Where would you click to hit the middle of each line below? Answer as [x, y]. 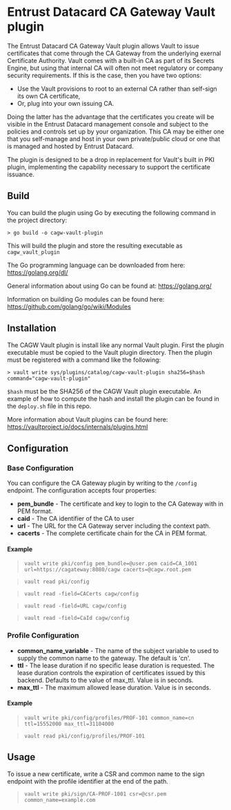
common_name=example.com [60, 800]
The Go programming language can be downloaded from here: [96, 265]
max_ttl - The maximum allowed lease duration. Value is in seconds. [114, 687]
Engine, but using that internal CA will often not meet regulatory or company [115, 68]
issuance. [21, 174]
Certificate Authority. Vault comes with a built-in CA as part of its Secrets [111, 60]
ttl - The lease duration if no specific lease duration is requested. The [116, 665]
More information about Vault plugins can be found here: [88, 419]
